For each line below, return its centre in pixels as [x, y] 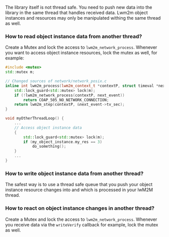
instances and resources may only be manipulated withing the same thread [83, 18]
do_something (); [49, 146]
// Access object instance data [48, 128]
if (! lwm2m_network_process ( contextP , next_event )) [69, 95]
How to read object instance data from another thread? [74, 36]
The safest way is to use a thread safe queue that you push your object [79, 185]
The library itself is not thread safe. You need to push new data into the [79, 7]
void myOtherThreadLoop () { [35, 118]
